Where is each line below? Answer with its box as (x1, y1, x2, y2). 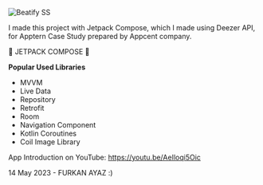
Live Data (19, 86, 52, 96)
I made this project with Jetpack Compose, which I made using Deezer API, (8, 23, 256, 32)
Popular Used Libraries (8, 62, 86, 72)
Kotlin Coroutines (19, 128, 77, 138)
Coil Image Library (19, 137, 81, 147)
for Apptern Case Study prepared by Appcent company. (8, 32, 192, 41)
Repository (19, 95, 56, 104)
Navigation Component (19, 120, 96, 129)
